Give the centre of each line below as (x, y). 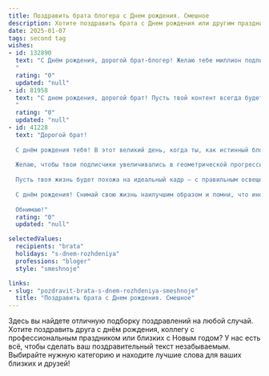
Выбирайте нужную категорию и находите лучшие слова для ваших (125, 355)
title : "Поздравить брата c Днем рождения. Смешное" (105, 298)
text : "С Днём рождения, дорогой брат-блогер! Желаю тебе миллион (128, 61)
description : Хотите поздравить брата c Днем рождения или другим (121, 23)
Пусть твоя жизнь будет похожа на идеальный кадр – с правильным (127, 180)
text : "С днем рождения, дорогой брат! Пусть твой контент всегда (128, 98)
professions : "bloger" (53, 261)
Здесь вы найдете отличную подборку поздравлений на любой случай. (131, 321)
